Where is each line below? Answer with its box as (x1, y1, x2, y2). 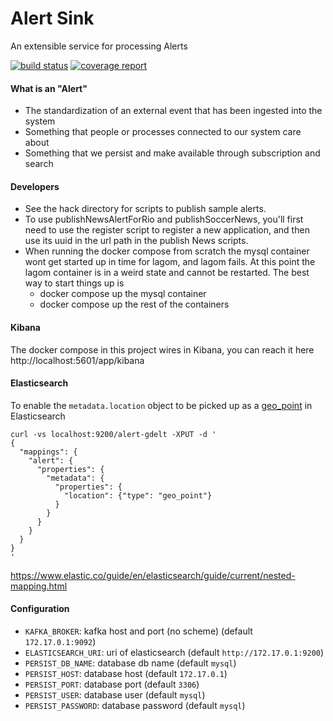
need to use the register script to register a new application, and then (24, 224, 310, 236)
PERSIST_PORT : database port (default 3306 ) (24, 678, 200, 690)
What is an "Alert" (10, 82, 88, 94)
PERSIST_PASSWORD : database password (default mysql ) (24, 699, 246, 711)
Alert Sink (10, 7, 95, 30)
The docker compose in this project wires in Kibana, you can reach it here (10, 343, 315, 356)
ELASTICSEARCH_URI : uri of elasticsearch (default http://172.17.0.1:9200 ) (24, 646, 325, 658)
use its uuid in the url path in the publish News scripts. (24, 235, 249, 247)
